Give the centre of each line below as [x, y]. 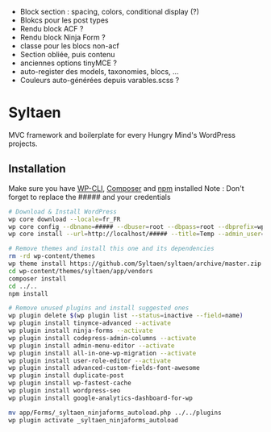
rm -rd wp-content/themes [52, 256]
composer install [38, 278]
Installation [37, 169]
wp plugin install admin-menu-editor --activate [92, 346]
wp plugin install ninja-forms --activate [81, 330]
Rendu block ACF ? [52, 29]
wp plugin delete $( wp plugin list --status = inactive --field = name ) [126, 316]
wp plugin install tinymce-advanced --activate [90, 323]
